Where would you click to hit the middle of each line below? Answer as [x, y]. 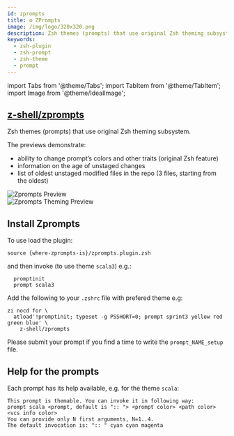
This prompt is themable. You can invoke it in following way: [101, 401]
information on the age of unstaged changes [81, 166]
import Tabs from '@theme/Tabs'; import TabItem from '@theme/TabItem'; [114, 85]
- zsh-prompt [32, 53]
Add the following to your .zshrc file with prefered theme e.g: [95, 298]
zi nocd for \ [28, 311]
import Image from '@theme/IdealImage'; [66, 93]
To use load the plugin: [40, 241]
